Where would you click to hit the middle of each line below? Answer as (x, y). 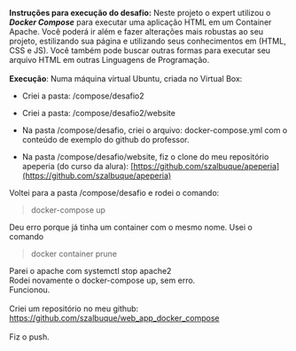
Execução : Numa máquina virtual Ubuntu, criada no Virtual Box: (126, 78)
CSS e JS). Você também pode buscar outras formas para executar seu (140, 51)
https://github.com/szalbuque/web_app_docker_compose (114, 318)
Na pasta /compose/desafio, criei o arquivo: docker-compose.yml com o (155, 130)
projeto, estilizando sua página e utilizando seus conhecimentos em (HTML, (148, 41)
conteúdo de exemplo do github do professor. (105, 140)
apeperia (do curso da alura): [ (78, 166)
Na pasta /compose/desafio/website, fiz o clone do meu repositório (145, 157)
